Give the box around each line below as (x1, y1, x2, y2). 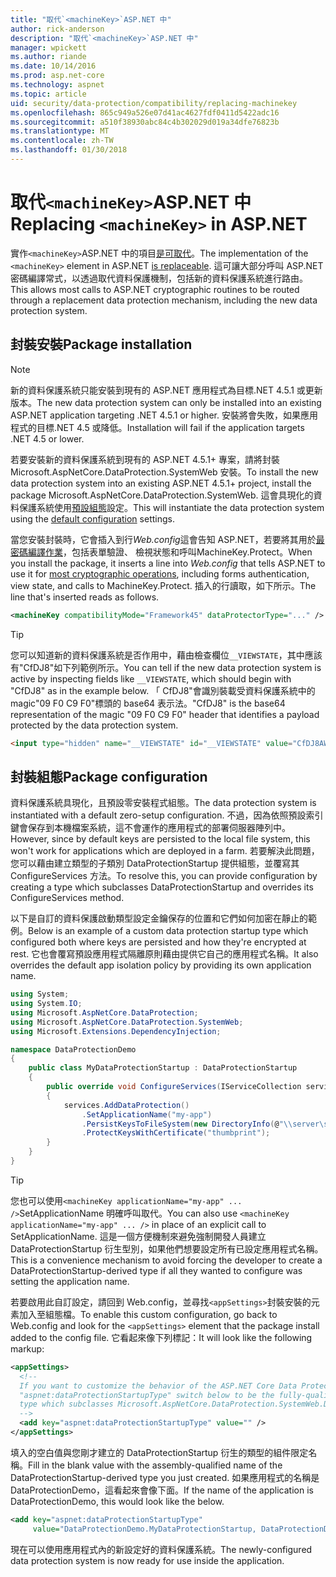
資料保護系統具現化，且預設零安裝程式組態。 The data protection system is (10, 797, 317, 809)
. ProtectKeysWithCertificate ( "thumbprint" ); (81, 1128, 271, 1138)
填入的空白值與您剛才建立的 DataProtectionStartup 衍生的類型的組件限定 (10, 1446, 309, 1458)
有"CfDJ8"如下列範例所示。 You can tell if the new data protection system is (10, 661, 322, 673)
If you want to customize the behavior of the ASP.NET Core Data (19, 1381, 298, 1391)
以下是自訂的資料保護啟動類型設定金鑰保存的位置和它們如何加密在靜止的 (10, 912, 308, 925)
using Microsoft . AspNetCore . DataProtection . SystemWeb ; (10, 1017, 244, 1027)
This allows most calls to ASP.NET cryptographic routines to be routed (10, 283, 300, 295)
